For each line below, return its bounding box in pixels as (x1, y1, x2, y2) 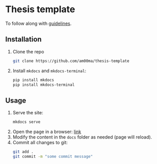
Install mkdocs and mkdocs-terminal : (12, 68, 87, 74)
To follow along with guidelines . (5, 20, 72, 26)
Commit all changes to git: (12, 140, 68, 146)
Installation (5, 35, 42, 44)
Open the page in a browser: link (12, 128, 82, 135)
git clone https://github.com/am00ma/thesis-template (12, 58, 129, 63)
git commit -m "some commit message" (12, 154, 93, 159)
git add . (12, 149, 34, 154)
